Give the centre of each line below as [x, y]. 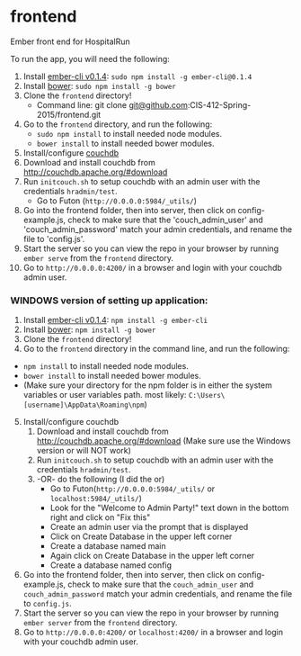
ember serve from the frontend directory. [98, 257]
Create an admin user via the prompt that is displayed [149, 527]
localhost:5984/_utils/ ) [96, 499]
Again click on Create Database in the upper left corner [152, 556]
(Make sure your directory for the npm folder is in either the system [147, 385]
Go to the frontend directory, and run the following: [118, 124]
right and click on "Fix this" [100, 517]
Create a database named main [108, 546]
